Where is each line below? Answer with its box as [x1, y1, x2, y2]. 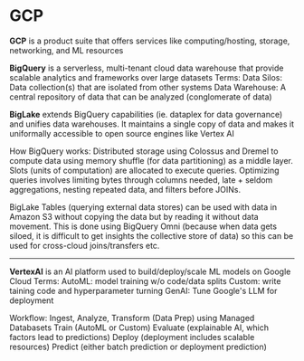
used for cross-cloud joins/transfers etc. [9, 240, 160, 251]
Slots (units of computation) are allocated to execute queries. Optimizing [9, 165, 280, 176]
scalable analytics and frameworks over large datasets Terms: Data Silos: [9, 71, 283, 82]
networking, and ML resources [9, 44, 124, 55]
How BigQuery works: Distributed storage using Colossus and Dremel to [9, 146, 279, 157]
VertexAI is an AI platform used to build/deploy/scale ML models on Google [9, 266, 291, 277]
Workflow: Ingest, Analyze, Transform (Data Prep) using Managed [9, 312, 255, 323]
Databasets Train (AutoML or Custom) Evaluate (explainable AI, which [9, 322, 270, 333]
